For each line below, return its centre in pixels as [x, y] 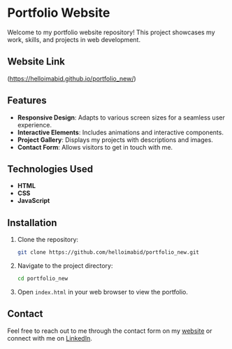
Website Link [36, 62]
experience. [35, 124]
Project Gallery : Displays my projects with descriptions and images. [115, 140]
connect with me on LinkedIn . [50, 338]
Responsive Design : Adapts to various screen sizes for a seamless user [121, 117]
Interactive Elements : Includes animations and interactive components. [120, 132]
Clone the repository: [48, 240]
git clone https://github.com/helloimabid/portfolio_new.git [108, 252]
